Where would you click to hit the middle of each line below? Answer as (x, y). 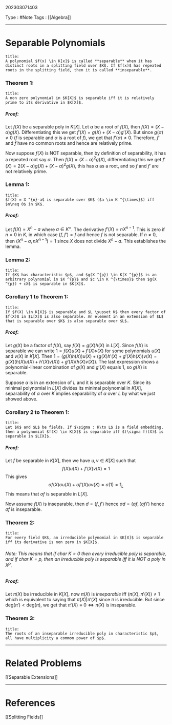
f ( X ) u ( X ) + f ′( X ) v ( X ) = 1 (86, 468)
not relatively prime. (26, 171)
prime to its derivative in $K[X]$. (44, 103)
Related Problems (44, 663)
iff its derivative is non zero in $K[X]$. (52, 542)
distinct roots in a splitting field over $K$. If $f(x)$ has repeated (83, 65)
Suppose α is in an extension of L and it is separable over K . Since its (78, 383)
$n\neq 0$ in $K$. (25, 204)
